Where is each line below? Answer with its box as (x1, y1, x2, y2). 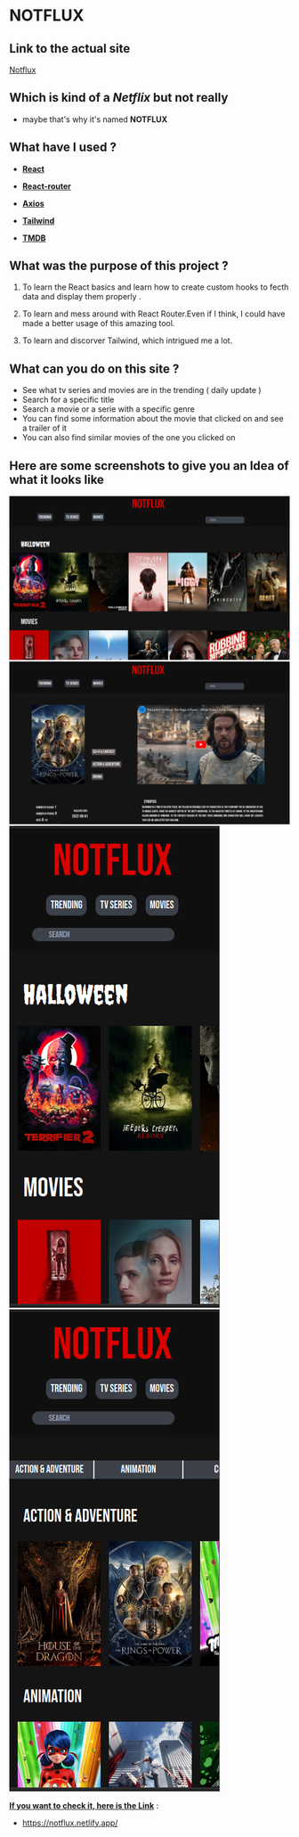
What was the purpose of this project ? (9, 258, 229, 274)
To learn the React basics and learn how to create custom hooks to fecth (21, 282, 289, 292)
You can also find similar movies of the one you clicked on (21, 432, 236, 443)
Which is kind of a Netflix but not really (9, 90, 229, 105)
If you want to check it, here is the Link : (9, 1800, 159, 1810)
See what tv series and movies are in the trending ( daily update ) (21, 385, 262, 396)
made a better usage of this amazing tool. (21, 318, 175, 329)
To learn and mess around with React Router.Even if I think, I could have (21, 308, 286, 319)
